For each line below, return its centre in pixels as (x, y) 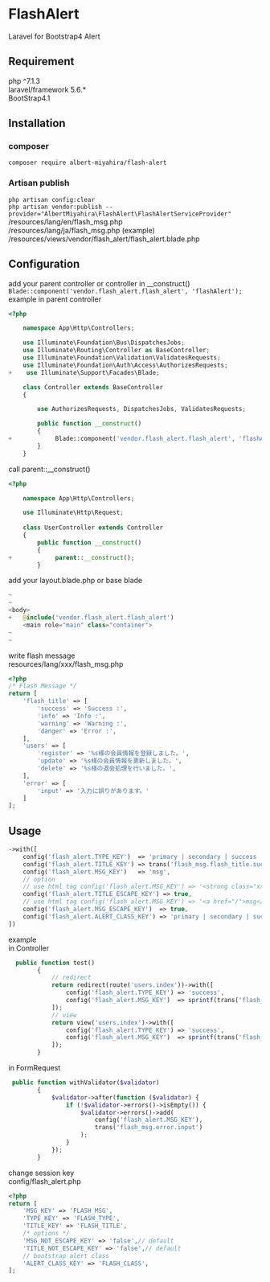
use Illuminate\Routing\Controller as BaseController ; (117, 351)
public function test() (55, 963)
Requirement (41, 62)
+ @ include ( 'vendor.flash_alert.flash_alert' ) (91, 618)
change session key (41, 1173)
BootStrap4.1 (29, 98)
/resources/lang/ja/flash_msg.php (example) (82, 230)
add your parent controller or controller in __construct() (99, 283)
